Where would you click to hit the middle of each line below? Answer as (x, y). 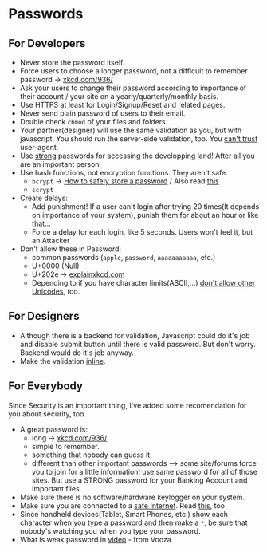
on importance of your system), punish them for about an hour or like (145, 215)
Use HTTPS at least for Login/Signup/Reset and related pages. (122, 105)
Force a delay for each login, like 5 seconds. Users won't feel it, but (142, 232)
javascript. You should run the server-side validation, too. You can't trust (139, 139)
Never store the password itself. (72, 62)
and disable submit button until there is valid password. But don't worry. (138, 344)
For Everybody (46, 386)
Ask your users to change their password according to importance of (133, 88)
